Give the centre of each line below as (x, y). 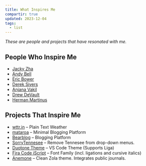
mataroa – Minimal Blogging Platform (49, 132)
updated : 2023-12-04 (26, 19)
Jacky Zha (23, 68)
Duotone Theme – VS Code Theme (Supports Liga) (63, 147)
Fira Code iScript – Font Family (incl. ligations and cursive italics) (77, 153)
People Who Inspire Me (41, 57)
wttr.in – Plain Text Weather (39, 127)
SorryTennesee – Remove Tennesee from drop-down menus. (73, 143)
